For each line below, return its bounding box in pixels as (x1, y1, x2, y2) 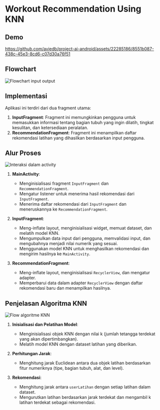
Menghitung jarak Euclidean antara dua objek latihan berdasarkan (19, 360, 151, 366)
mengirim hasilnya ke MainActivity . (19, 251, 91, 257)
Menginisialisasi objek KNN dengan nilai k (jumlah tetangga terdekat (19, 331, 156, 337)
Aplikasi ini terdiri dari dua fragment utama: (5, 105, 91, 111)
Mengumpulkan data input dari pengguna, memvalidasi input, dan (19, 235, 151, 241)
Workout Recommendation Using (5, 3, 142, 15)
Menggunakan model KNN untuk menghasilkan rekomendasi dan (19, 246, 149, 252)
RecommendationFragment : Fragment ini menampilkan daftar (12, 130, 137, 135)
